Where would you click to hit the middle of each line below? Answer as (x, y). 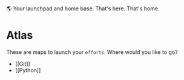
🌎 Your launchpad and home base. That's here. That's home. (83, 8)
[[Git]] (22, 64)
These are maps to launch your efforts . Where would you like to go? (92, 52)
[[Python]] (28, 70)
